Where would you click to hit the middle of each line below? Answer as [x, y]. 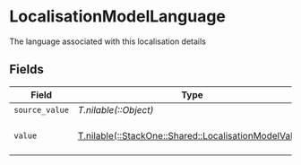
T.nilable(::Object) [116, 109]
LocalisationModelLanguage [118, 17]
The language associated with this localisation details [107, 41]
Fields [27, 69]
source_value [42, 110]
